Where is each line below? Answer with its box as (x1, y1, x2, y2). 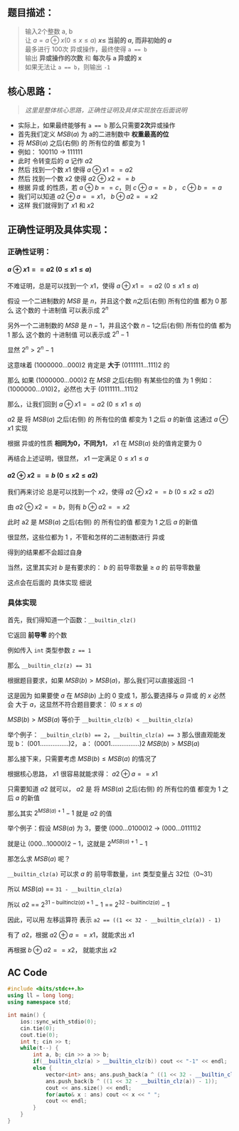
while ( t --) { (20, 1045, 59, 1052)
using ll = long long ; (7, 992, 75, 999)
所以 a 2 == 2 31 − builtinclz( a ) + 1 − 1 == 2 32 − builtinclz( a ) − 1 (7, 899, 170, 909)
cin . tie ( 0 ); (20, 1024, 55, 1032)
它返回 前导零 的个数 (7, 631, 68, 639)
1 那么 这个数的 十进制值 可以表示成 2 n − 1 (7, 329, 129, 339)
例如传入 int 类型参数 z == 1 (7, 646, 92, 654)
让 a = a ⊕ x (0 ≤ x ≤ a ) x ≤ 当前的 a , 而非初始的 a (24, 36, 172, 44)
